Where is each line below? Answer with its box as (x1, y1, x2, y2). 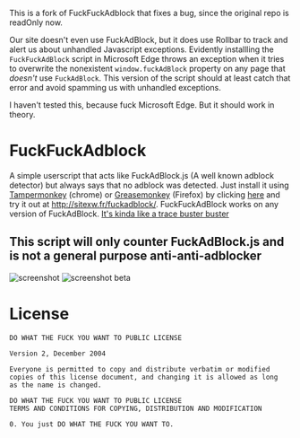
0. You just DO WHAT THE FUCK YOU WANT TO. (9, 419, 175, 429)
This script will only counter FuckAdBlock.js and (9, 234, 285, 250)
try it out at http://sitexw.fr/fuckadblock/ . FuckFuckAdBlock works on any (9, 198, 279, 209)
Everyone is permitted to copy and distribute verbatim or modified (9, 364, 270, 373)
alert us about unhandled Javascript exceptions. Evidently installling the (9, 44, 275, 55)
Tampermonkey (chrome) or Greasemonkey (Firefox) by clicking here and (9, 188, 280, 200)
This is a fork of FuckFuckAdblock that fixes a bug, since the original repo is (9, 8, 289, 18)
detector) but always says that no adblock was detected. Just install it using (9, 180, 289, 190)
